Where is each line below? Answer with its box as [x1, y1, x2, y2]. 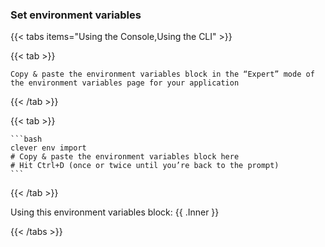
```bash [10, 134, 43, 145]
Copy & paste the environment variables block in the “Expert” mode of [10, 69, 315, 80]
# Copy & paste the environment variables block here [10, 152, 240, 162]
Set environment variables [10, 8, 142, 22]
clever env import [10, 143, 87, 153]
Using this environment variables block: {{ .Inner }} [10, 206, 220, 218]
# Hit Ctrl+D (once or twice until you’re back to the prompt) [10, 161, 280, 171]
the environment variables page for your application [10, 78, 240, 88]
